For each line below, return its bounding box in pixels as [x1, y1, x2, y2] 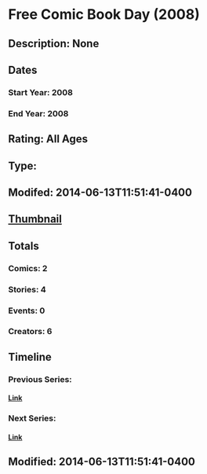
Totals [8, 239, 39, 252]
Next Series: [8, 413, 56, 424]
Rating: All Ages [8, 132, 89, 146]
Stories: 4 [8, 284, 47, 295]
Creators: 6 [8, 326, 53, 337]
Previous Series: [8, 373, 72, 384]
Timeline [8, 350, 53, 363]
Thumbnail [8, 212, 63, 226]
